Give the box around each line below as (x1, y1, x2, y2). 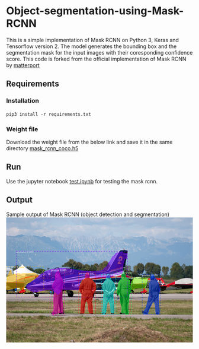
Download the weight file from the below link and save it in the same (6, 138, 173, 145)
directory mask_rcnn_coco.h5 (6, 144, 79, 152)
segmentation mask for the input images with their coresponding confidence (6, 49, 193, 56)
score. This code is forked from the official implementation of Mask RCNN (6, 55, 187, 62)
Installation (6, 97, 40, 105)
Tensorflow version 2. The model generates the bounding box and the (6, 43, 177, 50)
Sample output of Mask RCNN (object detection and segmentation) (6, 211, 170, 218)
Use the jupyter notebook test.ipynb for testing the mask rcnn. (6, 177, 158, 185)
